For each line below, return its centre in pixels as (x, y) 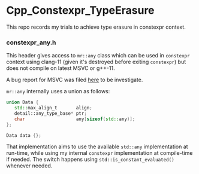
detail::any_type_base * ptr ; (50, 113)
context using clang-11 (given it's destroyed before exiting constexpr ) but (96, 62)
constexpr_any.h (31, 42)
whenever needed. (29, 166)
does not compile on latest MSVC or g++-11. (61, 68)
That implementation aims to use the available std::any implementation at (97, 146)
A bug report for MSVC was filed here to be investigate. (75, 80)
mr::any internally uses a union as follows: (58, 91)
